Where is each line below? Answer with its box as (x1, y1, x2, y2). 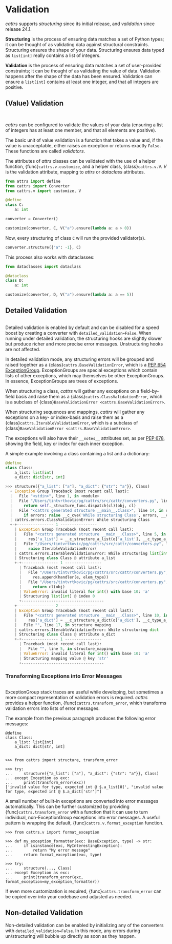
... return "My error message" (5, 847, 91, 853)
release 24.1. (5, 26, 32, 32)
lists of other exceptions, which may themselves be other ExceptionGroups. (5, 372, 165, 378)
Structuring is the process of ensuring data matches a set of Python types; (5, 36, 164, 42)
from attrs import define (5, 179, 60, 184)
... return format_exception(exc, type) (5, 852, 102, 857)
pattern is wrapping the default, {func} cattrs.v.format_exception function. (5, 820, 164, 826)
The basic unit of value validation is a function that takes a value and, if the (5, 137, 163, 143)
